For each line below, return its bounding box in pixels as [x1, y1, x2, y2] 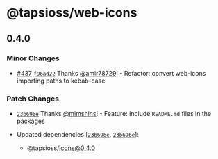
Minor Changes [6, 53, 60, 63]
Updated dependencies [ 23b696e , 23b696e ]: [16, 131, 140, 139]
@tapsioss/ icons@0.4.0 [26, 144, 95, 152]
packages [16, 117, 46, 126]
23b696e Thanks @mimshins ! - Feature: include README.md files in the [16, 110, 212, 118]
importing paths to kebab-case [16, 76, 106, 85]
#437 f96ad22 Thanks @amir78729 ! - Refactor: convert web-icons [16, 69, 206, 77]
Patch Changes [6, 94, 60, 103]
